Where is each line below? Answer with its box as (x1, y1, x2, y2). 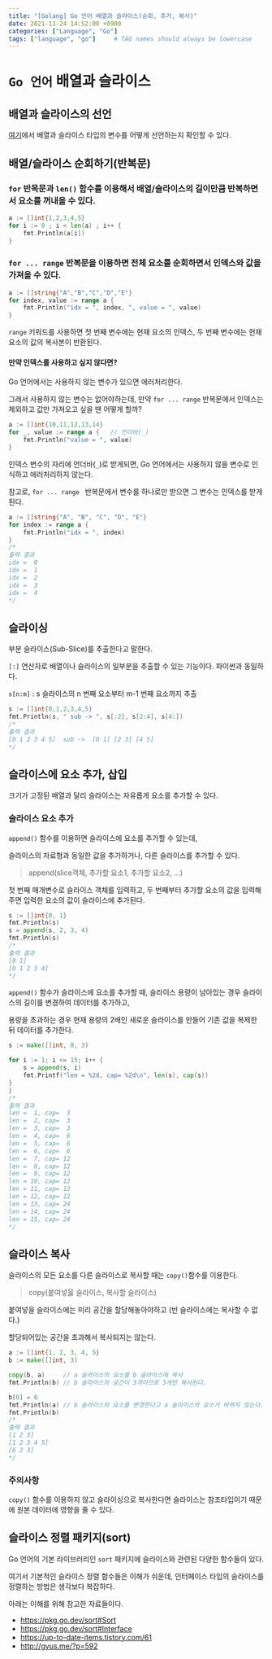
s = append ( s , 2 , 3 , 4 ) (8, 926, 89, 935)
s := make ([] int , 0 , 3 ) (8, 1041, 89, 1050)
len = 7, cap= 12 (8, 1154, 71, 1162)
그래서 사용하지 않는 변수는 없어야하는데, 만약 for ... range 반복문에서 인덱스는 (8, 394, 264, 404)
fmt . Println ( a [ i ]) (23, 229, 85, 237)
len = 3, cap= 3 (8, 1124, 71, 1132)
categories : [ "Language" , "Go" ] (8, 27, 118, 35)
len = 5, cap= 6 (8, 1139, 71, 1148)
